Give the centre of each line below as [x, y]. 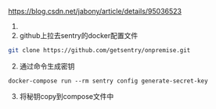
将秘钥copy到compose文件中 [67, 96]
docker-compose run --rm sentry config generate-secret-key [108, 81]
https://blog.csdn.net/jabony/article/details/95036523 [95, 11]
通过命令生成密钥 [47, 66]
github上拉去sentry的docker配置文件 [79, 35]
